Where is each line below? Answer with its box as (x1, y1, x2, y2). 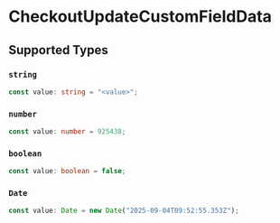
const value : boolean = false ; (8, 167, 126, 176)
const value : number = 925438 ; (8, 127, 126, 136)
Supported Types (8, 42, 109, 58)
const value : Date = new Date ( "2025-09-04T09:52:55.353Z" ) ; (8, 206, 240, 216)
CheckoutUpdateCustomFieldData (8, 6, 273, 27)
